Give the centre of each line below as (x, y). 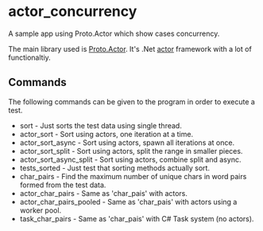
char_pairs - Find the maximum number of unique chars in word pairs (133, 176)
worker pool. (41, 210)
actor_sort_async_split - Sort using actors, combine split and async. (130, 159)
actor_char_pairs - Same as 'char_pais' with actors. (104, 193)
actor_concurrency (73, 12)
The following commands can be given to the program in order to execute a (132, 101)
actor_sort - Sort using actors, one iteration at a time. (106, 134)
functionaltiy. (30, 57)
